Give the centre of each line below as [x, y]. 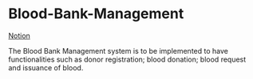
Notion [19, 36]
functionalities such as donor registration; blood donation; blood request [127, 59]
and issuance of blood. [46, 67]
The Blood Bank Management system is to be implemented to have [119, 51]
